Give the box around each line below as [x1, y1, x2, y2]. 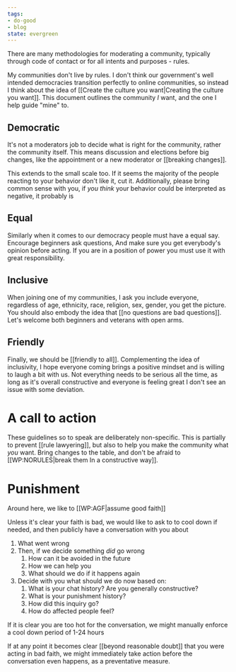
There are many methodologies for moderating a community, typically [7, 50, 211, 58]
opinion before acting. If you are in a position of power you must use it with [7, 246, 225, 254]
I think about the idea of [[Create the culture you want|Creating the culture [7, 86, 224, 94]
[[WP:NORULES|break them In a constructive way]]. [7, 456, 159, 464]
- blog [7, 23, 27, 30]
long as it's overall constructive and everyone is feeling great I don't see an [7, 377, 226, 386]
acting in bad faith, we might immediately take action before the [7, 649, 193, 658]
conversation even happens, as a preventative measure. [7, 657, 171, 666]
